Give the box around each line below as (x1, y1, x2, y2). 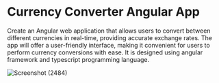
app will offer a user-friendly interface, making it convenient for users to (7, 41, 210, 49)
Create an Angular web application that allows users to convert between (7, 27, 211, 35)
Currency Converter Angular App (7, 4, 201, 20)
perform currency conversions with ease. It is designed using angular (7, 48, 203, 56)
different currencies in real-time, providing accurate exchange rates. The (7, 33, 213, 41)
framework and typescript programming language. (7, 55, 150, 63)
